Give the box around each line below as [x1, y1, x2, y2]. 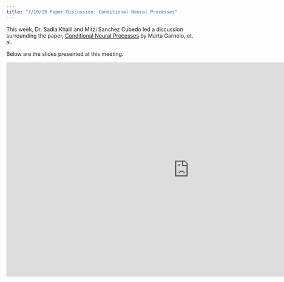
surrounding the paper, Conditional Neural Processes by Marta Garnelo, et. [6, 32, 194, 39]
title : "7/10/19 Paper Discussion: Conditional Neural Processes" [6, 8, 178, 15]
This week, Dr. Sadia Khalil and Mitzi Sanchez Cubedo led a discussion [6, 25, 183, 33]
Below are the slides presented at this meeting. [6, 50, 124, 58]
